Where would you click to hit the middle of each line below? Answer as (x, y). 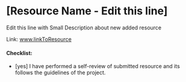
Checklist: (20, 53)
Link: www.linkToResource (39, 39)
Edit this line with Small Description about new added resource (84, 28)
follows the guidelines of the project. (60, 72)
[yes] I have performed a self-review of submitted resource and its (98, 66)
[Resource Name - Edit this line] (87, 11)
